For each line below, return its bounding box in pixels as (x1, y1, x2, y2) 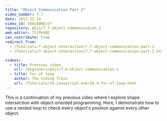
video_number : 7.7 (5, 12, 43, 17)
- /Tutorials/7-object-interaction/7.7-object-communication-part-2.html (9, 49, 166, 54)
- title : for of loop (9, 71, 55, 77)
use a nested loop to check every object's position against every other (5, 105, 150, 111)
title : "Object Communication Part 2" (5, 7, 85, 12)
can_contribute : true (5, 35, 50, 40)
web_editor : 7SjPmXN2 (5, 30, 50, 35)
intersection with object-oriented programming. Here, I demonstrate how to (5, 100, 160, 106)
